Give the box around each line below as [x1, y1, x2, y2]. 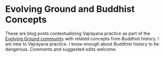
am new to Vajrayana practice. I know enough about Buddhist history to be [5, 41, 159, 47]
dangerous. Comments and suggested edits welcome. [5, 46, 117, 52]
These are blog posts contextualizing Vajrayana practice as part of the [5, 30, 150, 36]
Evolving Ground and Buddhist [5, 3, 135, 15]
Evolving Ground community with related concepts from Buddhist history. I [5, 36, 159, 42]
